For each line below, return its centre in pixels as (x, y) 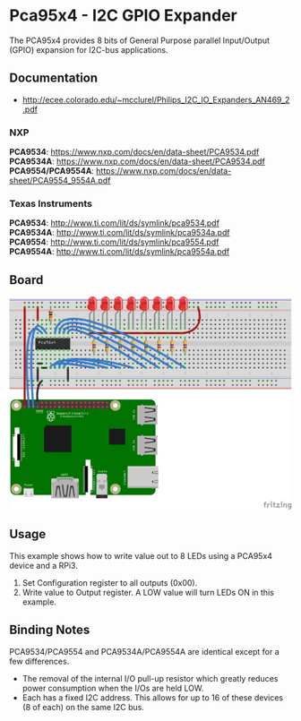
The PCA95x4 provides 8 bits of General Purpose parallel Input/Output (140, 40)
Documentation (54, 78)
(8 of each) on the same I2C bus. (83, 707)
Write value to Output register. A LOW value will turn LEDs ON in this (148, 592)
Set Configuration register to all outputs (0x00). (110, 582)
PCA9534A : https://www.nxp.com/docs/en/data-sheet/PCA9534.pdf (138, 161)
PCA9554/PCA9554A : (52, 171)
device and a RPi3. (43, 565)
